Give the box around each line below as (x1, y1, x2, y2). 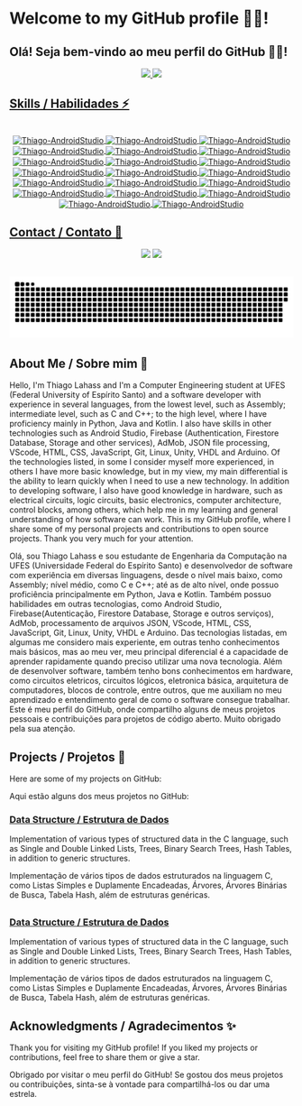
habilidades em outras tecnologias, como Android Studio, (9, 599, 223, 610)
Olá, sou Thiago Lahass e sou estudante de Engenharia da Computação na (9, 550, 287, 562)
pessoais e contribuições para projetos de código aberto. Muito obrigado (9, 714, 281, 724)
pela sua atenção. (9, 724, 76, 734)
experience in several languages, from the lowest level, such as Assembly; (9, 399, 287, 410)
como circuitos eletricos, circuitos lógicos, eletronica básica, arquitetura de (9, 676, 288, 687)
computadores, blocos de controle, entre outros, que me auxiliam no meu (9, 685, 282, 696)
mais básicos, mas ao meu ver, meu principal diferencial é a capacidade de (9, 647, 288, 658)
